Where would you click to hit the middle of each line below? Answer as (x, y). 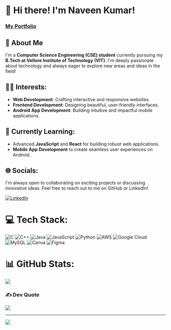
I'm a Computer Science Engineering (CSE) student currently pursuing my (84, 55)
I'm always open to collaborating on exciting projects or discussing (75, 183)
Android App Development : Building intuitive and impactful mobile (82, 110)
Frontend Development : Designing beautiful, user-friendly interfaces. (86, 105)
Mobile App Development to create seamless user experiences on (82, 149)
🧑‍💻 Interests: (26, 87)
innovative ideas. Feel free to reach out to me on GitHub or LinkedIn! (77, 188)
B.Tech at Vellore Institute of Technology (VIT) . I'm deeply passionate (80, 60)
